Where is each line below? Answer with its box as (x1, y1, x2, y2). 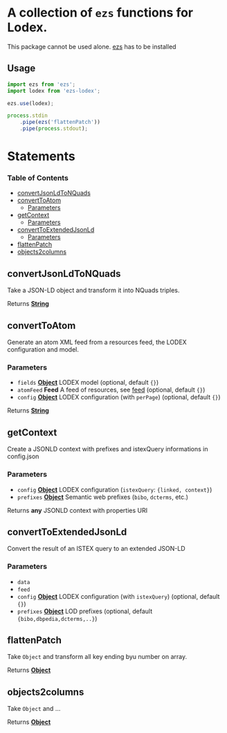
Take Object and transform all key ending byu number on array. (7, 653, 188, 661)
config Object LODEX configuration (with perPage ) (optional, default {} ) (17, 393, 221, 401)
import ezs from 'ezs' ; (7, 81, 76, 88)
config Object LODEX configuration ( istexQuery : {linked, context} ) (17, 485, 212, 494)
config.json (7, 452, 39, 461)
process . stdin (7, 112, 48, 119)
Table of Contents (7, 173, 69, 183)
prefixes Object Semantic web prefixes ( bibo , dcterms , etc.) (17, 493, 189, 501)
